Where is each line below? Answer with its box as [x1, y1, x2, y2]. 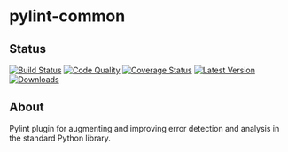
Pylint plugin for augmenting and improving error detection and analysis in [9, 123, 280, 133]
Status [9, 42, 47, 57]
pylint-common [9, 6, 126, 27]
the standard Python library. [9, 133, 111, 143]
